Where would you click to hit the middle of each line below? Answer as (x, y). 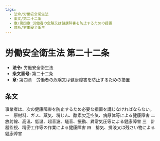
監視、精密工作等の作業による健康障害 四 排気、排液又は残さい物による (82, 127)
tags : (10, 9)
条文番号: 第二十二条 (33, 74)
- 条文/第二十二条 (26, 18)
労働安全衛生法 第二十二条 (57, 53)
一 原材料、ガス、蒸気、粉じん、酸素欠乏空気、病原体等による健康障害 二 (80, 115)
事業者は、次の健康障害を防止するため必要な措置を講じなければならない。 (80, 109)
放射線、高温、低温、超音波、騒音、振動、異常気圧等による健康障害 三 (76, 121)
